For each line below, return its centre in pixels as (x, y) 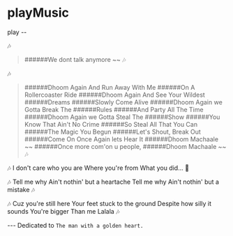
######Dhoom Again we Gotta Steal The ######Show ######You (122, 117)
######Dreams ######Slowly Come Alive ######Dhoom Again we (123, 102)
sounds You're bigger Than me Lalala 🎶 (63, 211)
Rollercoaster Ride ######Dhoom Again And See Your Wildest (115, 95)
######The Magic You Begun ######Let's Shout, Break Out (112, 132)
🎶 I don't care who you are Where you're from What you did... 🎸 (98, 168)
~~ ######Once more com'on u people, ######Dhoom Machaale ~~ (125, 146)
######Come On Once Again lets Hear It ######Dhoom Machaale (121, 139)
